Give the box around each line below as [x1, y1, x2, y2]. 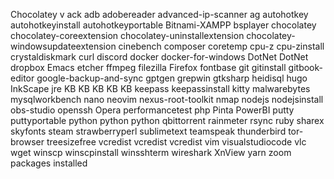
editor [10, 72, 35, 84]
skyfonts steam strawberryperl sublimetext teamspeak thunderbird [10, 125, 287, 137]
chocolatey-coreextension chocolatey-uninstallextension [10, 30, 245, 41]
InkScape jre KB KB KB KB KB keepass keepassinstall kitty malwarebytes [10, 83, 311, 94]
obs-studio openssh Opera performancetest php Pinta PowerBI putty [10, 104, 295, 116]
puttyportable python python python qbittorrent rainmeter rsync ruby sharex [10, 115, 325, 126]
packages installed [10, 157, 88, 169]
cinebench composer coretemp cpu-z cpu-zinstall [118, 40, 325, 52]
